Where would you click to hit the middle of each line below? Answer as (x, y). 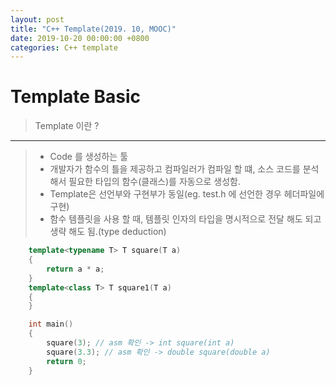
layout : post (37, 19)
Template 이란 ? (67, 126)
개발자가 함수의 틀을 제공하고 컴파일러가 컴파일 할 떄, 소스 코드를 (175, 169)
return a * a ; (75, 269)
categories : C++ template (64, 47)
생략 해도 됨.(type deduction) (108, 232)
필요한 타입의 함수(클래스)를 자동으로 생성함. (155, 182)
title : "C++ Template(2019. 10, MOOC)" (93, 29)
